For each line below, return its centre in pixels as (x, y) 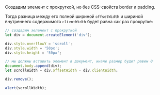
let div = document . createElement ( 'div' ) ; (48, 35)
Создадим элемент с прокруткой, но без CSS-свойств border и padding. (80, 7)
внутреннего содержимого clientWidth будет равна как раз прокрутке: (79, 22)
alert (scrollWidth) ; (26, 88)
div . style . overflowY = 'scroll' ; (39, 44)
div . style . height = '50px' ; (33, 53)
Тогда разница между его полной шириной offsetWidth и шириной (74, 16)
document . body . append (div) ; (33, 66)
